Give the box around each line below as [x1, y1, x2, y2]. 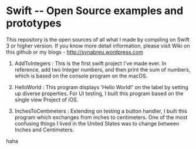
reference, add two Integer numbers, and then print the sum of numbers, [14, 66, 191, 73]
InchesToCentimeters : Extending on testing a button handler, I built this [14, 107, 188, 114]
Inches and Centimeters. [14, 126, 75, 133]
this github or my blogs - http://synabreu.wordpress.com [6, 48, 144, 55]
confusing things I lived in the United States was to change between [14, 120, 180, 127]
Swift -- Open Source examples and [6, 4, 184, 18]
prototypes [6, 16, 62, 30]
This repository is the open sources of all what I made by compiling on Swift [6, 36, 190, 43]
